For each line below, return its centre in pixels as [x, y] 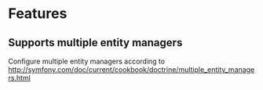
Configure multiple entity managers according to [87, 61]
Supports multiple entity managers [95, 43]
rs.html [20, 78]
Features [38, 14]
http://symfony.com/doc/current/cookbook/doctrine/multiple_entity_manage [131, 70]
